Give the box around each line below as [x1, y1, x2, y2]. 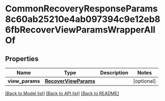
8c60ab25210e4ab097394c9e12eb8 [5, 13, 161, 25]
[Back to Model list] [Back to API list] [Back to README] [5, 91, 119, 96]
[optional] [133, 78, 156, 85]
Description [100, 69, 129, 76]
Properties [5, 54, 39, 63]
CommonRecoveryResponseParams [5, 3, 158, 14]
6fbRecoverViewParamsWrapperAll [5, 24, 156, 35]
